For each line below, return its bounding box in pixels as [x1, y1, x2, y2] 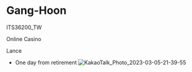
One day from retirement [15, 59, 77, 66]
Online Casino [6, 35, 41, 42]
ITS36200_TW [6, 24, 43, 31]
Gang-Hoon [6, 4, 67, 18]
